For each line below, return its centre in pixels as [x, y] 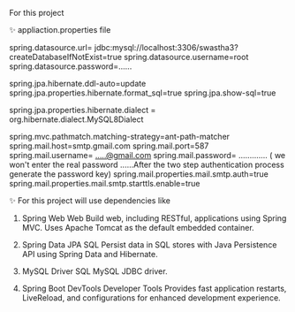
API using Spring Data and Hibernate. [90, 254]
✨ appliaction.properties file [60, 30]
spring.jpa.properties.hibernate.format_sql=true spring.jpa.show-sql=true [143, 93]
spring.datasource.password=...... [71, 66]
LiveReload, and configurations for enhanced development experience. [151, 298]
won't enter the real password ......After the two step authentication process [147, 164]
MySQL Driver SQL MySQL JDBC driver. [95, 271]
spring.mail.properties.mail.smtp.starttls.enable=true [105, 183]
